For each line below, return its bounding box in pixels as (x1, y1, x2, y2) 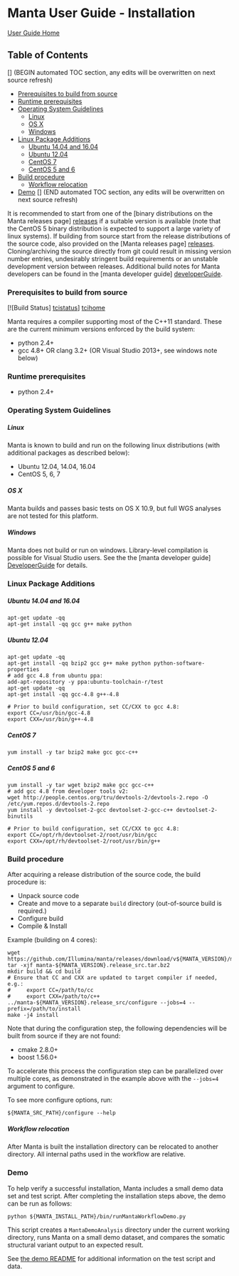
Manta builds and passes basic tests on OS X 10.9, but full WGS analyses (7, 504, 222, 513)
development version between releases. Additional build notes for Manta (7, 262, 221, 270)
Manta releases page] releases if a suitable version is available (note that (7, 216, 221, 225)
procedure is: (7, 877, 46, 887)
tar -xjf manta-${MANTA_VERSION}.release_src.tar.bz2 (7, 962, 171, 969)
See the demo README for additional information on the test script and (7, 1254, 216, 1262)
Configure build (17, 914, 64, 923)
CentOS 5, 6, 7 (17, 470, 60, 478)
